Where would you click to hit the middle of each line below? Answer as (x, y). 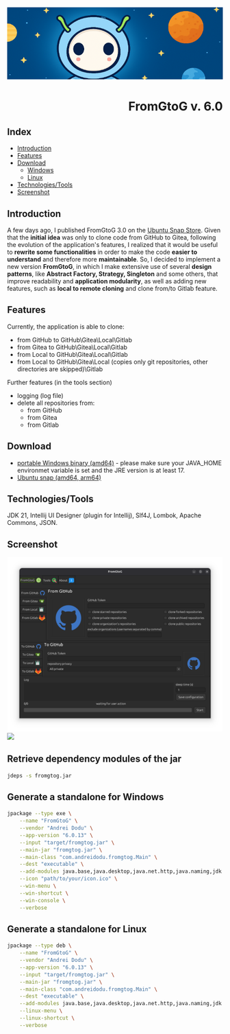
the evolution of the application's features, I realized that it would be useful (112, 245)
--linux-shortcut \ (47, 1018)
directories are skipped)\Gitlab (60, 369)
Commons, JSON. (33, 523)
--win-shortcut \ (44, 893)
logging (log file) (40, 395)
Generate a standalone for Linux (77, 929)
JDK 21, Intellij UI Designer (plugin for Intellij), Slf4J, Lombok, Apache (104, 515)
